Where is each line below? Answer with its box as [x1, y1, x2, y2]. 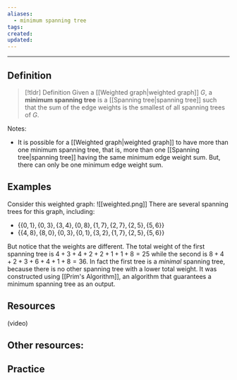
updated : [7, 37, 33, 44]
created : [7, 30, 33, 37]
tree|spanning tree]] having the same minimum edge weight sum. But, [17, 153, 221, 161]
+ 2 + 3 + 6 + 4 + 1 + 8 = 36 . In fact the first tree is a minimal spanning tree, [7, 257, 226, 266]
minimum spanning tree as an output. [7, 280, 116, 288]
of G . [24, 110, 39, 119]
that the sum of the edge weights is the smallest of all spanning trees [24, 103, 226, 112]
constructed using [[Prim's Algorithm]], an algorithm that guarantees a [7, 272, 212, 280]
